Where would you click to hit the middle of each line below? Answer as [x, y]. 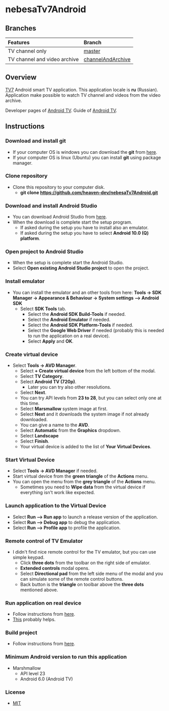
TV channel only [27, 51]
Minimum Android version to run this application [66, 657]
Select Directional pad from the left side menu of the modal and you [92, 573]
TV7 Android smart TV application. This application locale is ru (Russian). [82, 90]
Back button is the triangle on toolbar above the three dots [82, 584]
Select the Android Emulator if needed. [69, 319]
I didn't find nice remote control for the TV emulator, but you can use [84, 552]
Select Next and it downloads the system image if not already [84, 414]
